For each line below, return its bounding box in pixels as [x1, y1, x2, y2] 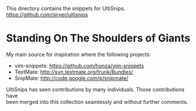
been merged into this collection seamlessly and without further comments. [6, 98, 188, 105]
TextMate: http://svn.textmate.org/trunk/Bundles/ [14, 68, 133, 75]
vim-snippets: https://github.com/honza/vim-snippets [14, 62, 145, 69]
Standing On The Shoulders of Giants [6, 32, 191, 45]
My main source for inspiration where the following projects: [6, 51, 151, 58]
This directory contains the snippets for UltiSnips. [6, 5, 126, 12]
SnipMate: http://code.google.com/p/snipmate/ [14, 74, 129, 81]
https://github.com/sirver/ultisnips [6, 11, 88, 18]
